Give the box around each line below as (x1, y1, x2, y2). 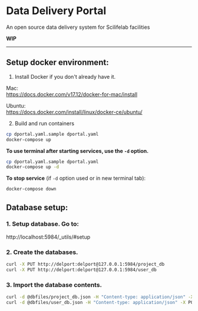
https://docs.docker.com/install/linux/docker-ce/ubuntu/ (6, 108, 143, 115)
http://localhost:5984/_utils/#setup (6, 233, 91, 240)
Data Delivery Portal (6, 4, 107, 18)
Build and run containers (14, 119, 75, 127)
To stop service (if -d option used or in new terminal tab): (6, 175, 146, 182)
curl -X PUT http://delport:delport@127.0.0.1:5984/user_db (6, 266, 157, 273)
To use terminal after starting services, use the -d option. (6, 147, 149, 154)
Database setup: (6, 202, 68, 212)
